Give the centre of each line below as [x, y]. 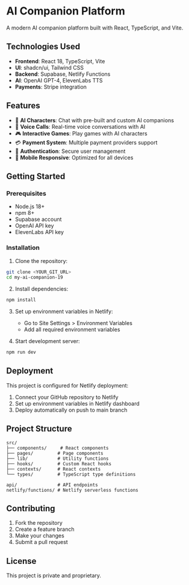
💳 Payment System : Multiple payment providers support [86, 142]
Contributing [31, 509]
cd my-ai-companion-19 [35, 277]
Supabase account [38, 219]
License [21, 561]
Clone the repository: [41, 261]
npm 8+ [25, 213]
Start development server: [47, 341]
